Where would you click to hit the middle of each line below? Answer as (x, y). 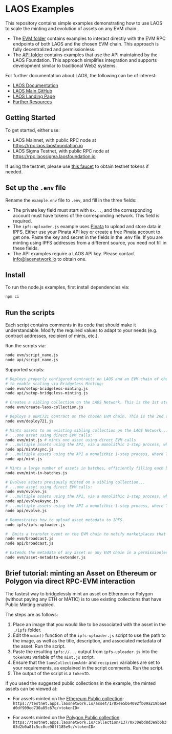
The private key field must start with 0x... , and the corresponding (82, 210)
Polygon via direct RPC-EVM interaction (70, 581)
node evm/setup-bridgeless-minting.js (47, 388)
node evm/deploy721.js (29, 421)
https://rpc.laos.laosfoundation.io (48, 145)
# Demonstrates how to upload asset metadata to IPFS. (65, 520)
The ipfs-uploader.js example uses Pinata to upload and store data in (87, 226)
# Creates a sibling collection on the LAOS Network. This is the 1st (82, 403)
